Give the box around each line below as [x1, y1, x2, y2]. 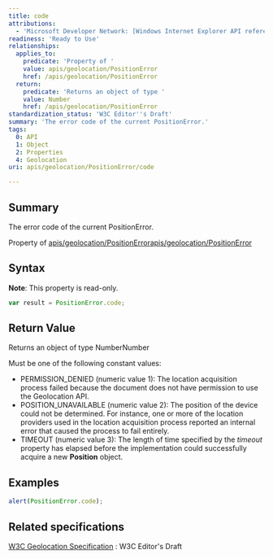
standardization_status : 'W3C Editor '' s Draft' [8, 111, 173, 119]
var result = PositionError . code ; [8, 299, 126, 307]
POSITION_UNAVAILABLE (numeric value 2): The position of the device [19, 400, 258, 410]
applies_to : [15, 50, 57, 58]
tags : [8, 125, 27, 133]
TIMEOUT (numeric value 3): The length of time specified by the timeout [19, 435, 262, 444]
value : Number [23, 95, 71, 103]
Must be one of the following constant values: [8, 359, 162, 369]
